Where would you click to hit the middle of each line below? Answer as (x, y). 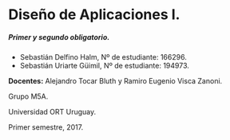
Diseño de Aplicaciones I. (94, 15)
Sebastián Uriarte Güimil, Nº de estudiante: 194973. (105, 66)
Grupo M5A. (28, 96)
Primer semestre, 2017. (46, 127)
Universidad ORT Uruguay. (52, 112)
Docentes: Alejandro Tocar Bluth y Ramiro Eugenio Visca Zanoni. (115, 81)
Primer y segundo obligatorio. (59, 37)
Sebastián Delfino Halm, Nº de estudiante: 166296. (103, 57)
